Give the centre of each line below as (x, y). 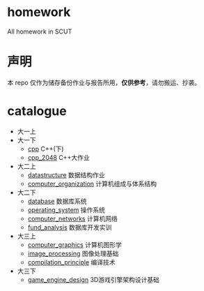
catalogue (37, 111)
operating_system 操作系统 (66, 209)
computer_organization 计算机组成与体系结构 (92, 184)
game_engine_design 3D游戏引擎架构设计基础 (94, 279)
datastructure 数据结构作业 (66, 174)
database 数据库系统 (57, 201)
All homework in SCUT (40, 31)
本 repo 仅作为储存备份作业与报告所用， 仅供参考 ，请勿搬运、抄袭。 (104, 82)
